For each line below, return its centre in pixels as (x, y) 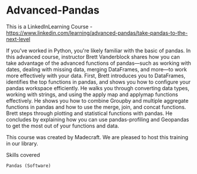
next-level (18, 39)
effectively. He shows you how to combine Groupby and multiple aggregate (97, 100)
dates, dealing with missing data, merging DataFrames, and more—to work (96, 69)
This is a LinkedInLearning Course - (49, 27)
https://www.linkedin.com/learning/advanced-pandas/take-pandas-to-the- (97, 32)
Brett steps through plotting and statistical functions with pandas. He (89, 113)
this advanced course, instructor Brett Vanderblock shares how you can (93, 57)
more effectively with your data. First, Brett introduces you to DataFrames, (96, 75)
